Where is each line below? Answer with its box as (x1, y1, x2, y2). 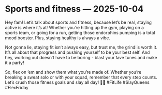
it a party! (5, 60, 24, 65)
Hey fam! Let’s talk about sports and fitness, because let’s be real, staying (5, 19, 152, 25)
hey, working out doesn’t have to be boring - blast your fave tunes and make (5, 54, 157, 60)
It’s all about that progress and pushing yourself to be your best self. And (5, 49, 150, 55)
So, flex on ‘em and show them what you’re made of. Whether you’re (5, 69, 142, 75)
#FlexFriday (5, 84, 29, 90)
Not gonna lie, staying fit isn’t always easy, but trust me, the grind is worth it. (5, 44, 158, 50)
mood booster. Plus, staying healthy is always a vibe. (5, 35, 110, 41)
